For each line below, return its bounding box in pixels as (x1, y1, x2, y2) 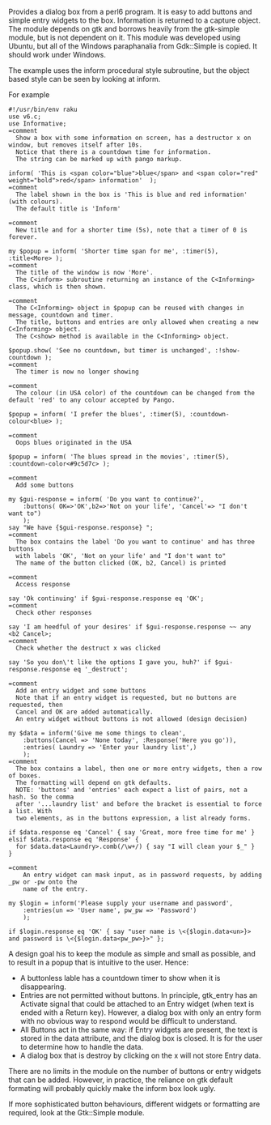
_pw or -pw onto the (8, 878, 78, 886)
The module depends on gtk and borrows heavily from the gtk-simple (8, 24, 240, 33)
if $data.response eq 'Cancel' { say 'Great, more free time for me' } (8, 829, 255, 837)
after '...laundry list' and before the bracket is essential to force (15, 800, 263, 808)
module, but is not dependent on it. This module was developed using (8, 32, 241, 42)
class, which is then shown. (8, 283, 107, 291)
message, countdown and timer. (8, 311, 114, 319)
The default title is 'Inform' (15, 205, 121, 213)
